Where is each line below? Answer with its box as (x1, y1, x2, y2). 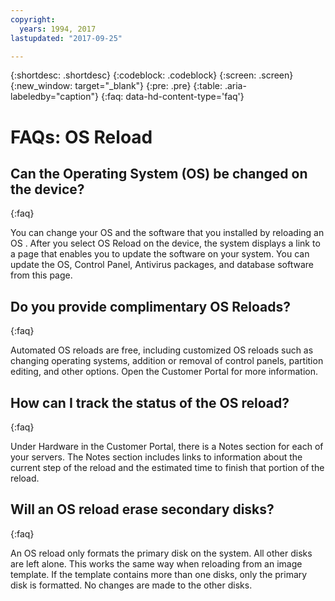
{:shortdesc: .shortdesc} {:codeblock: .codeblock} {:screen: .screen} (10, 69, 294, 81)
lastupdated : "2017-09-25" (10, 33, 123, 43)
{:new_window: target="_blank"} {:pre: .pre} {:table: (10, 80, 223, 92)
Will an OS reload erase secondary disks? (10, 501, 275, 518)
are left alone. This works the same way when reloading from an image (10, 557, 303, 570)
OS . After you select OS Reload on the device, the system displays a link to (10, 237, 321, 250)
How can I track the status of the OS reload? (10, 394, 290, 411)
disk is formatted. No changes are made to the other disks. (10, 579, 253, 591)
